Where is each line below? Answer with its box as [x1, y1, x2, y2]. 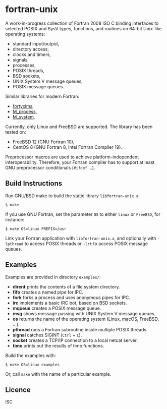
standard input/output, [12, 40, 60, 46]
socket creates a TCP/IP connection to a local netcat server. [12, 337, 138, 343]
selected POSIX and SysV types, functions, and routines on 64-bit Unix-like [5, 25, 162, 31]
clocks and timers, [12, 51, 51, 57]
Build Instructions [5, 179, 63, 188]
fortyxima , [12, 103, 34, 109]
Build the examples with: [5, 352, 57, 359]
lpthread [5, 241, 24, 247]
